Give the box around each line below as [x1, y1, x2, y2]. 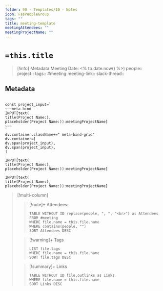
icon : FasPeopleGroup [5, 12, 49, 17]
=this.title [5, 51, 54, 60]
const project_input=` [5, 102, 51, 107]
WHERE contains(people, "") [29, 224, 86, 229]
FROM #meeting [29, 215, 58, 220]
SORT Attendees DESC [29, 228, 71, 233]
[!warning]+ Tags [29, 237, 64, 242]
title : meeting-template [5, 21, 56, 26]
